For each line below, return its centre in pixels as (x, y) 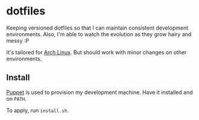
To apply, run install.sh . (38, 110)
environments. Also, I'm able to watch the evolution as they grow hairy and (99, 34)
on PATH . (17, 98)
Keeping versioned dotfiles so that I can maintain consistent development (97, 28)
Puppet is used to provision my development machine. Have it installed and (99, 92)
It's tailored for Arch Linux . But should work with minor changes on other (96, 52)
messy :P (17, 40)
